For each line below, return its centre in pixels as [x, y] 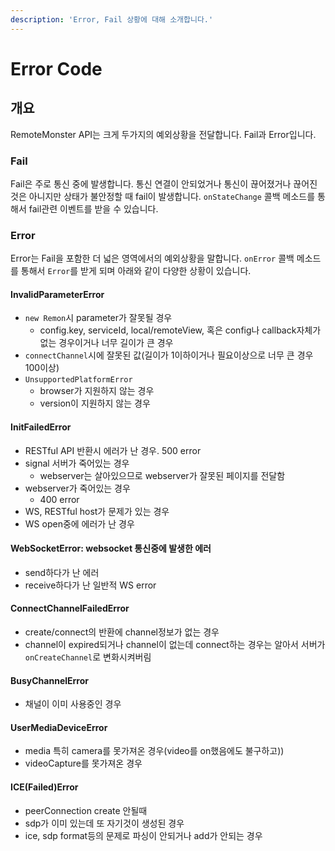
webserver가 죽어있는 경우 [77, 488]
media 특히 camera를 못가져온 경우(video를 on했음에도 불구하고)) [154, 751]
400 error [59, 499]
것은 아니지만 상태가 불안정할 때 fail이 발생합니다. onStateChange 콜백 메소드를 [163, 196]
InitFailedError [41, 427]
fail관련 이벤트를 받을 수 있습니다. [93, 208]
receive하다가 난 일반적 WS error [90, 585]
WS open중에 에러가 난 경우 [79, 523]
